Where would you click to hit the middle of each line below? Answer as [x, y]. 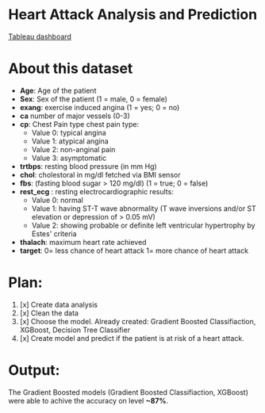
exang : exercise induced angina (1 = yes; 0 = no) [100, 107]
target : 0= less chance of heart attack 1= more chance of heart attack [134, 250]
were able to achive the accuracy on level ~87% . [88, 400]
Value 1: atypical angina [70, 141]
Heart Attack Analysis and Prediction [133, 15]
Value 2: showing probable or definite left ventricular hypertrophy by [143, 225]
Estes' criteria [54, 233]
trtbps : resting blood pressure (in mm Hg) [88, 166]
